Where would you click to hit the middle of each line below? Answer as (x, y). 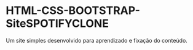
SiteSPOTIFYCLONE (57, 23)
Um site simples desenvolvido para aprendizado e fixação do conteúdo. (97, 40)
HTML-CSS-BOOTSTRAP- (73, 11)
